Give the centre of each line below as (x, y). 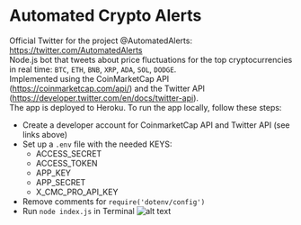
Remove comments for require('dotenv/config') (114, 201)
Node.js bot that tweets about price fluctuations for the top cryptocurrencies (151, 59)
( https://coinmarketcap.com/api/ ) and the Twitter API (107, 88)
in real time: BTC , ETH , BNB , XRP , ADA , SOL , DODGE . (93, 69)
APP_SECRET (61, 182)
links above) (45, 134)
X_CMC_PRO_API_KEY (77, 192)
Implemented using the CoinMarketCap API (89, 78)
